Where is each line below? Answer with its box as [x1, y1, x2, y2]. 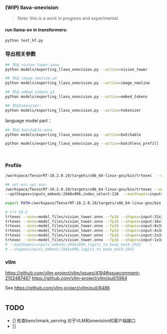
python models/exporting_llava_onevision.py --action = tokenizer [5, 108, 141, 113]
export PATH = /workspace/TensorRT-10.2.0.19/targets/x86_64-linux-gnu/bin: [5, 200, 164, 206]
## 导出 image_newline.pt [5, 76, 57, 81]
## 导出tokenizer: [5, 103, 42, 108]
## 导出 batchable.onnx [5, 127, 53, 132]
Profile [5, 162, 22, 169]
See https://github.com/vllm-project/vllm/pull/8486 [5, 285, 110, 291]
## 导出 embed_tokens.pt [5, 89, 55, 95]
